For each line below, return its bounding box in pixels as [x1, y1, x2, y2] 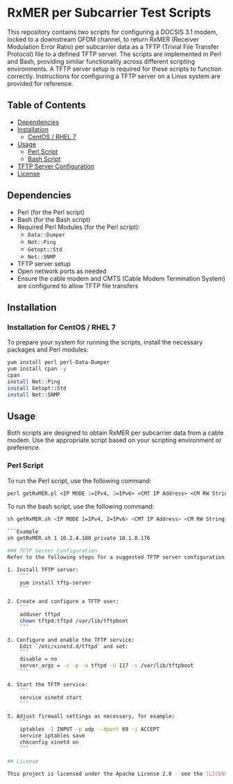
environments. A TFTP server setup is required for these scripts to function [7, 64, 222, 73]
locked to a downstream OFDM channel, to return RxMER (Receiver [7, 35, 199, 43]
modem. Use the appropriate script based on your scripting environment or [7, 436, 222, 444]
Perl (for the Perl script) [17, 208, 85, 216]
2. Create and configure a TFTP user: [7, 598, 119, 605]
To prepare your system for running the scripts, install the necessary [7, 338, 203, 347]
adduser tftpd [19, 611, 60, 618]
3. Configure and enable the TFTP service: [7, 636, 135, 643]
